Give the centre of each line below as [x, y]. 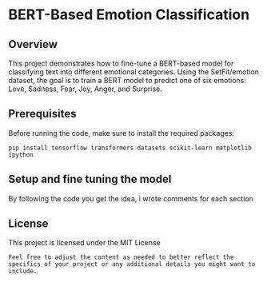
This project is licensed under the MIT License [85, 243]
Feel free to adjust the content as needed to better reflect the [121, 257]
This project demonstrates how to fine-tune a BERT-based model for [121, 63]
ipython [21, 155]
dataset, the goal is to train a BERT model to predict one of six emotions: [127, 80]
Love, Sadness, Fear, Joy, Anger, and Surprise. [85, 89]
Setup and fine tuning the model [90, 179]
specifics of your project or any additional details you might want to [132, 264]
